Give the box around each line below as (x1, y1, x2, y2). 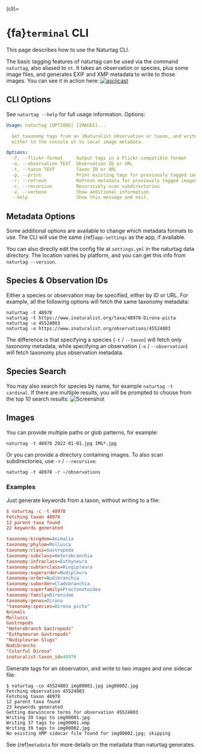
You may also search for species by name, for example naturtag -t (6, 382, 173, 390)
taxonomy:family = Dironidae (6, 592, 74, 598)
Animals (6, 609, 26, 615)
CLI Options (6, 95, 51, 105)
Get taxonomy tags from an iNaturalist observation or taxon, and (11, 133, 182, 139)
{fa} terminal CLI (6, 27, 89, 40)
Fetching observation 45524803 (6, 688, 85, 694)
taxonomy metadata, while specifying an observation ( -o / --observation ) (6, 342, 188, 349)
